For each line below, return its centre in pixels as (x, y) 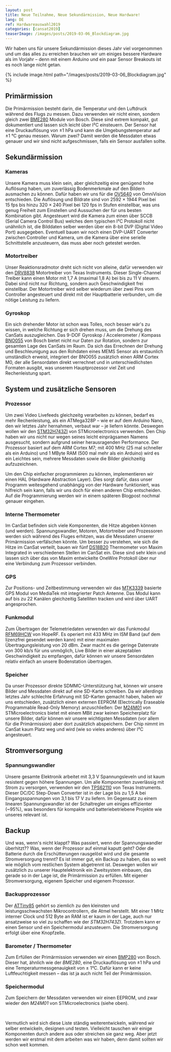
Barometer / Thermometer (39, 946)
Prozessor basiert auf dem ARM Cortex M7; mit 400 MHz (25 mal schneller (84, 447)
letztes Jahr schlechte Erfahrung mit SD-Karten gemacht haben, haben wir (84, 696)
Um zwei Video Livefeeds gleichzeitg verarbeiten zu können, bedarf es (80, 415)
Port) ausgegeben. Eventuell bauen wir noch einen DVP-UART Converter (82, 232)
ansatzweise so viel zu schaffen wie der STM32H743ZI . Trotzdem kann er (83, 921)
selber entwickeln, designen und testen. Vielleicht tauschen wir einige (79, 1028)
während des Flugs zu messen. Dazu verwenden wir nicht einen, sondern (82, 114)
